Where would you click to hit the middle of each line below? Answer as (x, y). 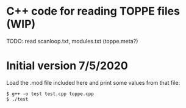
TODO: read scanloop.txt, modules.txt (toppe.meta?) (72, 41)
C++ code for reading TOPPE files (93, 11)
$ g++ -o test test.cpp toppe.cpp (50, 94)
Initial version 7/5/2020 (67, 66)
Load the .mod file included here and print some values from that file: (93, 82)
